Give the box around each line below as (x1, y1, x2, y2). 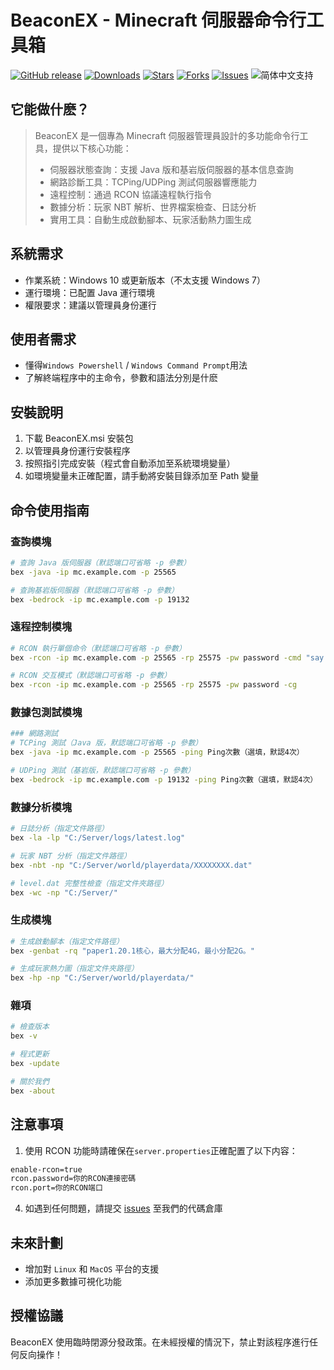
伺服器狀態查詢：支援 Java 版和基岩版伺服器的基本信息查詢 (49, 163, 294, 175)
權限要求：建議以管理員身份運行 (24, 299, 157, 311)
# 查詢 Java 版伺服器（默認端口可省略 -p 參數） (10, 557, 192, 568)
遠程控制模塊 (10, 620, 73, 634)
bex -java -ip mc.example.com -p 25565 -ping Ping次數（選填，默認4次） (10, 747, 305, 758)
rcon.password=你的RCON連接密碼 (10, 1174, 137, 1184)
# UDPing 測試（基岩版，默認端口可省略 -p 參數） (10, 766, 196, 776)
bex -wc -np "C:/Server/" (10, 887, 118, 898)
